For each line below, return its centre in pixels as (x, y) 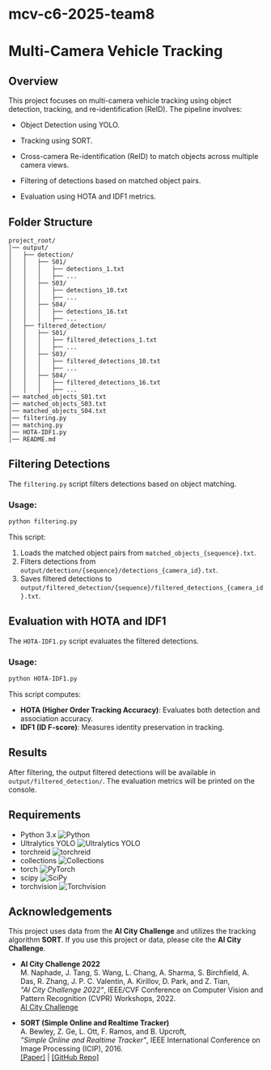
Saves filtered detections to (66, 578)
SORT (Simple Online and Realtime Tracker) (95, 1023)
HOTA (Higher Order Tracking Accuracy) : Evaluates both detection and (140, 710)
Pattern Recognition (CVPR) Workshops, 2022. (98, 999)
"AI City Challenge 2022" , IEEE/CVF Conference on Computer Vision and (142, 990)
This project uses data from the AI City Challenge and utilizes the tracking (132, 931)
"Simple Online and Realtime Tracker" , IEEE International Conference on (140, 1040)
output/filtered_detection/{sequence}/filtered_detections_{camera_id (142, 588)
